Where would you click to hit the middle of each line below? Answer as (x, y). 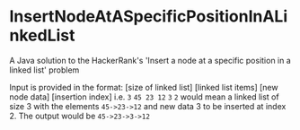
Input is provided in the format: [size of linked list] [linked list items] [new (144, 87)
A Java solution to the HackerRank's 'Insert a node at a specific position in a (150, 60)
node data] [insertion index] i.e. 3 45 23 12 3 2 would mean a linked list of (145, 97)
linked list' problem (44, 70)
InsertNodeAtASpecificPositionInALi (149, 17)
